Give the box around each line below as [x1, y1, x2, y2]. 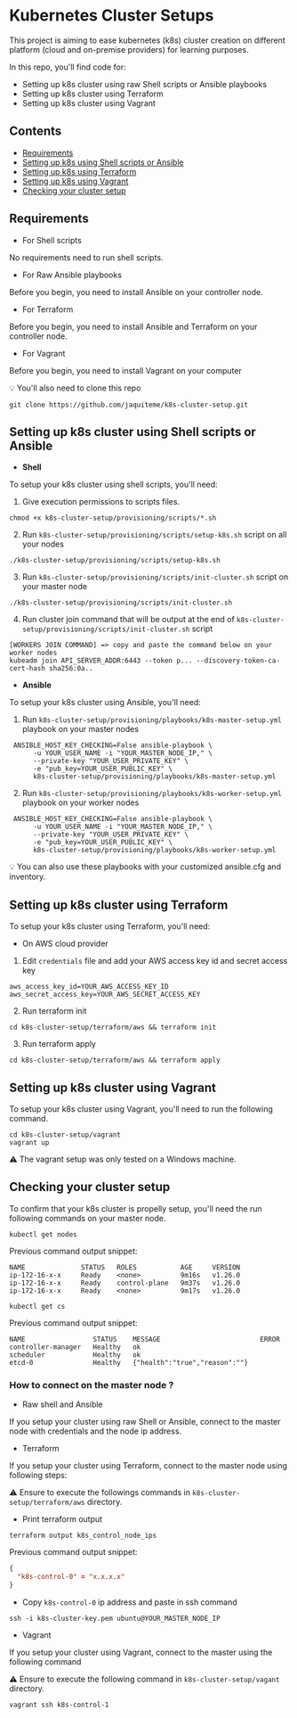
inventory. [9, 871, 46, 883]
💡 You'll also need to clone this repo [9, 382, 141, 393]
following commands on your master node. [9, 1212, 166, 1223]
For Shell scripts [21, 234, 82, 245]
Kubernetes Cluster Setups [9, 5, 214, 26]
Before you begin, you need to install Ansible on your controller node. [9, 286, 264, 297]
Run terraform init [21, 1006, 87, 1016]
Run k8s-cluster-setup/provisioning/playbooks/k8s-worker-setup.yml [21, 788, 282, 799]
